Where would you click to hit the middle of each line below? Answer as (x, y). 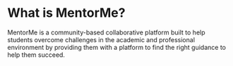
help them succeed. (36, 55)
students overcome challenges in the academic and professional (101, 39)
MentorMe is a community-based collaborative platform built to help (107, 32)
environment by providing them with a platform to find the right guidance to (117, 47)
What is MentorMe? (66, 13)
